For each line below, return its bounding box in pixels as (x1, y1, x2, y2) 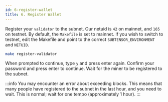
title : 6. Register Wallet (5, 12, 62, 17)
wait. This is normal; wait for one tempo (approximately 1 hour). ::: (5, 91, 141, 97)
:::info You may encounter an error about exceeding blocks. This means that (5, 80, 162, 86)
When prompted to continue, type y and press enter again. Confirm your (5, 60, 154, 66)
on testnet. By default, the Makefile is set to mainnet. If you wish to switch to (5, 31, 163, 37)
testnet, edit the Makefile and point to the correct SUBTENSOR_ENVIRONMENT (5, 36, 155, 42)
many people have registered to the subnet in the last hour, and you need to (5, 86, 162, 92)
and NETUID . (5, 41, 29, 47)
